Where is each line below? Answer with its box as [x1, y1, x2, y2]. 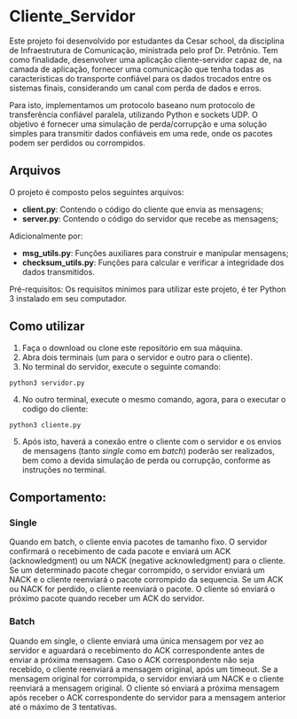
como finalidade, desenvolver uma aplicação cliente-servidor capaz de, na [9, 54, 283, 65]
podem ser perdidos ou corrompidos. [9, 137, 146, 148]
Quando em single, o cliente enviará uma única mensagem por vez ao [9, 636, 264, 646]
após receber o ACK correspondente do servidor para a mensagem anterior [9, 692, 286, 702]
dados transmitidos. [21, 266, 95, 277]
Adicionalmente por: [9, 231, 83, 241]
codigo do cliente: [21, 403, 89, 414]
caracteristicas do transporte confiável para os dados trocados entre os [9, 73, 272, 83]
